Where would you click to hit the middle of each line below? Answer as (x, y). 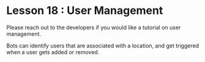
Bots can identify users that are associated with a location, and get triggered (103, 46)
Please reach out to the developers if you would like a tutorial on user (94, 27)
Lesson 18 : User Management (85, 11)
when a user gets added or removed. (53, 52)
